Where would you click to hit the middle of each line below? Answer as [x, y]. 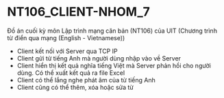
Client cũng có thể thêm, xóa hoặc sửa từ [75, 87]
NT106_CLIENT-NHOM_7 [79, 12]
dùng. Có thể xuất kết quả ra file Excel [71, 73]
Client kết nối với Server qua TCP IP [67, 51]
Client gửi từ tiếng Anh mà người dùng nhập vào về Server [99, 58]
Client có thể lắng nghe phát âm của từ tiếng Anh [86, 80]
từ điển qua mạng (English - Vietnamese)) [66, 37]
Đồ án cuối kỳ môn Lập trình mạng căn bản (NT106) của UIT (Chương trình [112, 31]
